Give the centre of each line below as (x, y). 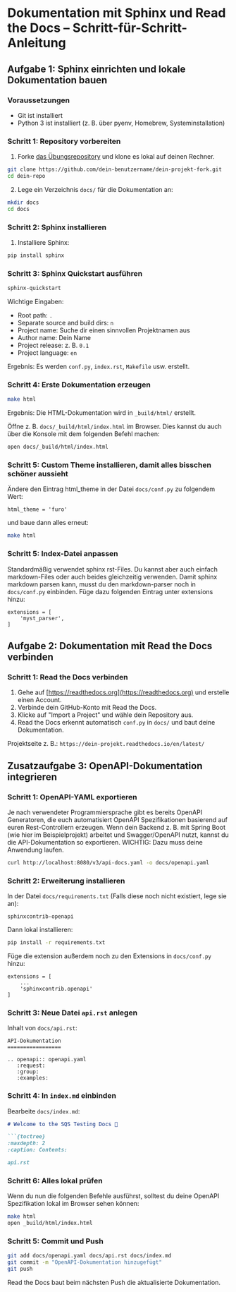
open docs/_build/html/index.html (58, 447)
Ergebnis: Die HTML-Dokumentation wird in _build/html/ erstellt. (101, 413)
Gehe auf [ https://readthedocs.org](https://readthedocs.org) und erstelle (123, 692)
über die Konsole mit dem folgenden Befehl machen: (83, 434)
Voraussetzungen (39, 100)
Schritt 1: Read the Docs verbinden (68, 677)
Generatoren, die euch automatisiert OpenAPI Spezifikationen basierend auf (117, 819)
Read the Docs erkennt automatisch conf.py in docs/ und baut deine (116, 723)
